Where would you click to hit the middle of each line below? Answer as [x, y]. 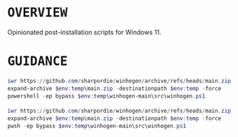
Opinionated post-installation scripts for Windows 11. [84, 32]
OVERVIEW [37, 13]
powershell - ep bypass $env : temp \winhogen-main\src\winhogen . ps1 [106, 96]
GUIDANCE [37, 61]
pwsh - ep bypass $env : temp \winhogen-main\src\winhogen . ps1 [97, 126]
